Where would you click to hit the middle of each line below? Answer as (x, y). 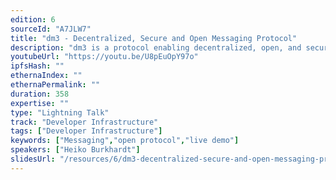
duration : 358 (40, 94)
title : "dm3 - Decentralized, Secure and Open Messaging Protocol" (154, 38)
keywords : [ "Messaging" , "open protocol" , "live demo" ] (125, 141)
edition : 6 (33, 19)
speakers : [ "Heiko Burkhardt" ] (75, 150)
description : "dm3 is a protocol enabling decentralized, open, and (156, 47)
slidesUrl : (33, 159)
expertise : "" (40, 103)
